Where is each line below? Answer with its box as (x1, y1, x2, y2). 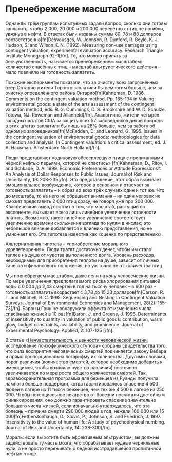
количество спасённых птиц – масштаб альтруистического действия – (5, 64, 161, 70)
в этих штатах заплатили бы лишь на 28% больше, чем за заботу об (5, 123, 156, 129)
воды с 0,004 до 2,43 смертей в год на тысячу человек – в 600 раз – (5, 283, 157, 290)
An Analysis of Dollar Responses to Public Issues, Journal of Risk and (5, 170, 152, 177)
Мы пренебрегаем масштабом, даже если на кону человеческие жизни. (5, 273, 165, 279)
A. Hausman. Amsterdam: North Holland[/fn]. (5, 144, 101, 150)
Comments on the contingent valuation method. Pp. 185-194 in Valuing (5, 95, 155, 102)
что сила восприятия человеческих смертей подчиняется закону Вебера (5, 348, 167, 354)
